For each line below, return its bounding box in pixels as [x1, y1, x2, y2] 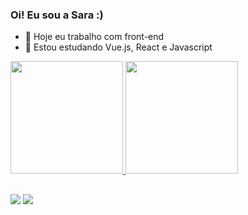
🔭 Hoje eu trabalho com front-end [24, 31, 165, 43]
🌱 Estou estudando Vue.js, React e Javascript [24, 41, 213, 53]
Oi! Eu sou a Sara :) [10, 8, 104, 22]
